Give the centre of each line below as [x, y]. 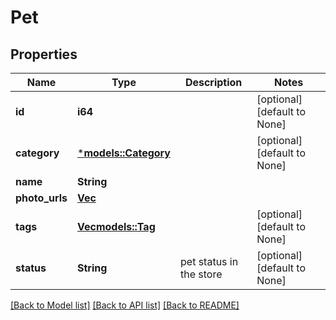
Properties [44, 54]
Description [213, 82]
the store [201, 274]
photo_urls [41, 198]
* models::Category [124, 153]
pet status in [209, 261]
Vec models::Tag [116, 226]
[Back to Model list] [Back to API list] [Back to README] [125, 305]
